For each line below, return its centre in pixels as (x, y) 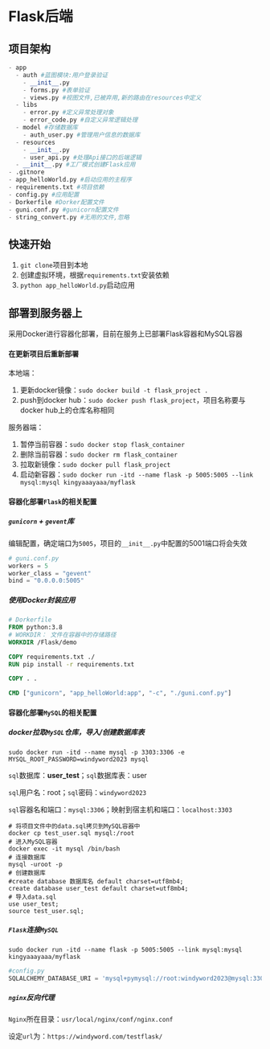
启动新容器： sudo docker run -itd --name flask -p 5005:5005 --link (137, 474)
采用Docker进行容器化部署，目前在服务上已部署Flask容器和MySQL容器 (126, 334)
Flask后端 (41, 16)
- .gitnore (27, 172)
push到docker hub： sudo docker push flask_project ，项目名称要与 (133, 400)
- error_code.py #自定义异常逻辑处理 (80, 120)
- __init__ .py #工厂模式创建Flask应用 (76, 165)
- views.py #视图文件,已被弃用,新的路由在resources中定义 (112, 97)
